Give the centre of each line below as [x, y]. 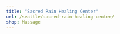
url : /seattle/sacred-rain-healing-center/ [60, 17]
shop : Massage [24, 22]
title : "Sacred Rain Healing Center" [52, 11]
